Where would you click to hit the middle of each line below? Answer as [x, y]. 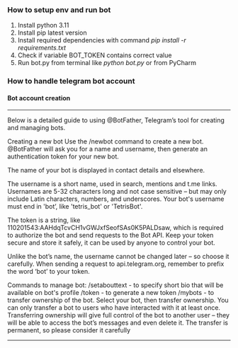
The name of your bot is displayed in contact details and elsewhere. [106, 170]
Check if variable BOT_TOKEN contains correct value [95, 55]
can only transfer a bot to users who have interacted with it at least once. [114, 308]
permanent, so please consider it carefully [69, 330]
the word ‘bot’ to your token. [49, 272]
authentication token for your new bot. [63, 156]
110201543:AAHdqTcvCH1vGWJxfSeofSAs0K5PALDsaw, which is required [115, 228]
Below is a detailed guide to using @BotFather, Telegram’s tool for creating [116, 120]
